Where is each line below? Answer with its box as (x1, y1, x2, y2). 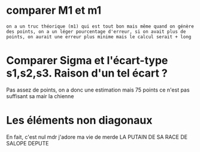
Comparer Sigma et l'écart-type (6, 54, 168, 68)
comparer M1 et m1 (6, 4, 102, 17)
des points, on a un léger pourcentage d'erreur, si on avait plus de (6, 28, 186, 35)
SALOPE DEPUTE (6, 139, 49, 147)
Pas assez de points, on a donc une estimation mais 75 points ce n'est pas (6, 86, 190, 93)
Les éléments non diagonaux (6, 114, 153, 127)
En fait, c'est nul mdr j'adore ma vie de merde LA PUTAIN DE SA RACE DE (6, 133, 187, 141)
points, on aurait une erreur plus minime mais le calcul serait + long (6, 34, 192, 39)
